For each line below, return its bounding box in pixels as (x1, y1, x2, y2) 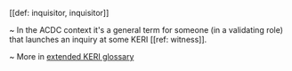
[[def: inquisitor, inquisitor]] (9, 8, 109, 18)
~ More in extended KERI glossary (9, 51, 134, 61)
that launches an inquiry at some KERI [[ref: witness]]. (9, 35, 207, 44)
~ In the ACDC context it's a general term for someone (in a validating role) (9, 25, 283, 35)
